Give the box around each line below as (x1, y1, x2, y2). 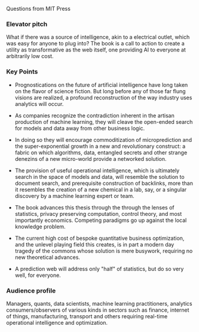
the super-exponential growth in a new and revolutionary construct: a (14, 142, 186, 150)
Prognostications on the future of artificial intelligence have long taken (14, 81, 188, 89)
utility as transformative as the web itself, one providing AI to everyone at (6, 46, 186, 53)
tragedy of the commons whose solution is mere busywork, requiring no (14, 247, 193, 254)
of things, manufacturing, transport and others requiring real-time (6, 312, 168, 319)
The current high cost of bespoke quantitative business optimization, (14, 234, 185, 242)
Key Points (6, 68, 38, 76)
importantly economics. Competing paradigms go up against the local (14, 217, 187, 224)
